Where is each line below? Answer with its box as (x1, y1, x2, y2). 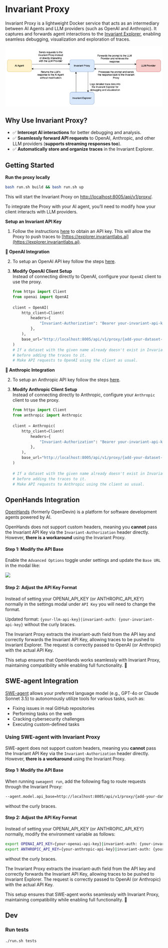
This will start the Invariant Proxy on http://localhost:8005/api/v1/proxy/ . (5, 194, 153, 200)
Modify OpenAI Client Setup (12, 268, 72, 274)
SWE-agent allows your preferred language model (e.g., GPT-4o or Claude (5, 690, 159, 696)
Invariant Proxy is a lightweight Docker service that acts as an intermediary (5, 20, 159, 26)
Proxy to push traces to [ (12, 233, 63, 240)
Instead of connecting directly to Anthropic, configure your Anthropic (12, 392, 155, 398)
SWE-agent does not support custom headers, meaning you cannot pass (5, 745, 156, 751)
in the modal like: (5, 562, 40, 568)
